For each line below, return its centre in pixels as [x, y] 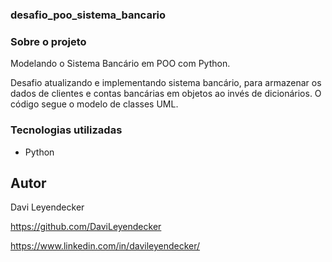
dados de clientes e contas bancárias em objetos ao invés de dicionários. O [166, 94]
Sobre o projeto [48, 41]
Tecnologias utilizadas [66, 130]
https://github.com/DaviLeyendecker [86, 227]
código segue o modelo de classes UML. [94, 104]
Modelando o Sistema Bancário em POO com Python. [120, 64]
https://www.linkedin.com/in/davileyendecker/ [105, 246]
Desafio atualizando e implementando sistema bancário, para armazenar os [166, 83]
